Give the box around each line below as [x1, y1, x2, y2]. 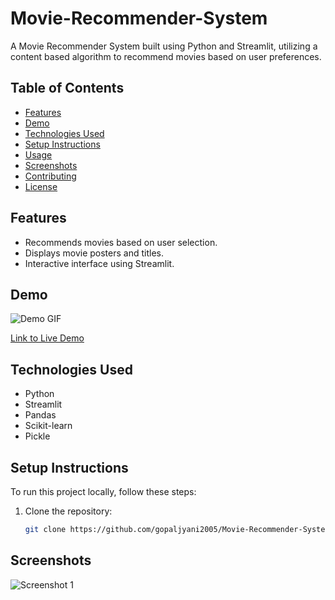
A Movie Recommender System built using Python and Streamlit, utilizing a [10, 40, 318, 52]
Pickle [24, 430, 51, 442]
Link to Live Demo [10, 332, 85, 344]
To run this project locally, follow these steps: [10, 486, 197, 497]
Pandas [24, 409, 57, 421]
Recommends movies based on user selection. [24, 236, 218, 248]
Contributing [24, 170, 77, 182]
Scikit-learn [24, 420, 73, 432]
